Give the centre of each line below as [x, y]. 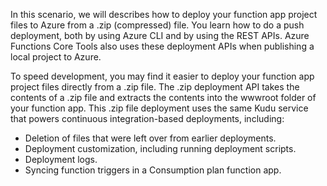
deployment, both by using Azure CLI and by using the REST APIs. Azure [160, 35]
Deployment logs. [61, 159]
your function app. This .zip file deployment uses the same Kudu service [159, 108]
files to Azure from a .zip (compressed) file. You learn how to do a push [157, 25]
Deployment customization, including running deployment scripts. [160, 148]
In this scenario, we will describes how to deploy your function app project [164, 14]
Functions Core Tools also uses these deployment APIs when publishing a [162, 46]
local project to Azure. [56, 57]
